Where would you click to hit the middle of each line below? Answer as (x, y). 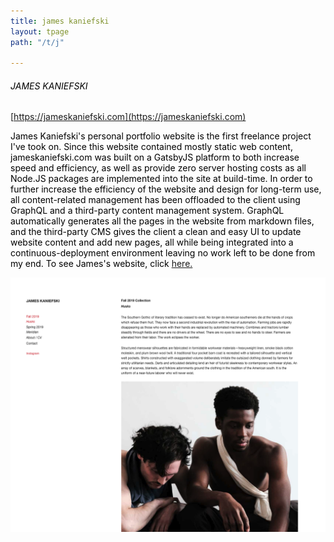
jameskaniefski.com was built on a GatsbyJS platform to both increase (155, 157)
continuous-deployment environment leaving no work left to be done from (163, 253)
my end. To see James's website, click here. (101, 264)
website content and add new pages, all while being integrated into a (152, 242)
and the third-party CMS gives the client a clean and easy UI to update (156, 232)
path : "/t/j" (37, 42)
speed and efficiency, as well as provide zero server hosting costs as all (158, 168)
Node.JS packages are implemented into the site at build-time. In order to (161, 179)
